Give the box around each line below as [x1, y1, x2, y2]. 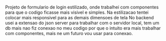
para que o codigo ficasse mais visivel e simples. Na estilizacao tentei [5, 9, 149, 15]
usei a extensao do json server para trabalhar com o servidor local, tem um [5, 20, 160, 26]
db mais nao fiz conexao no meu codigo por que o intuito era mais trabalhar [5, 25, 161, 31]
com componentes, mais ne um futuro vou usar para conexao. [5, 31, 133, 36]
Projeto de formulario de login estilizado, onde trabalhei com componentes [5, 4, 159, 10]
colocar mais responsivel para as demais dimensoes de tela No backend [5, 15, 154, 20]
